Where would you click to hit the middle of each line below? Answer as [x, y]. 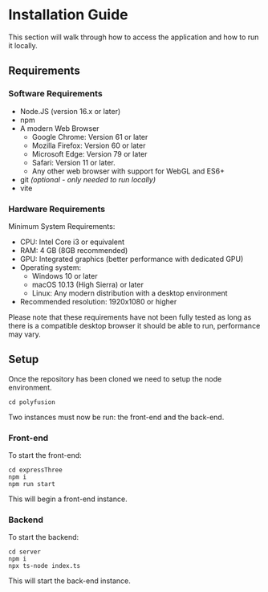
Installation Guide [68, 15]
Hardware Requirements [57, 209]
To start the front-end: [45, 455]
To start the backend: [44, 537]
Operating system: [51, 267]
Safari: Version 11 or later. [74, 162]
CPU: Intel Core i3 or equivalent [72, 242]
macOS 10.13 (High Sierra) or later [88, 284]
